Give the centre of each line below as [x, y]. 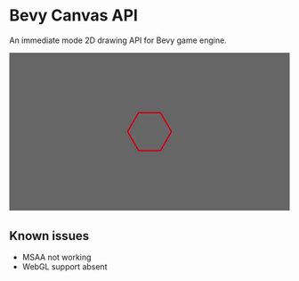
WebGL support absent [65, 267]
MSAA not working [57, 257]
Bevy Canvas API [73, 16]
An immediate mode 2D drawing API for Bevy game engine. [118, 40]
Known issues [49, 236]
